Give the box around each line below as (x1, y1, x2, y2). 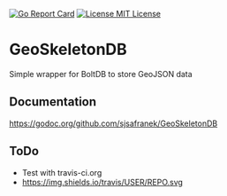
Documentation (9, 94, 97, 110)
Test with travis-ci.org (21, 167, 102, 177)
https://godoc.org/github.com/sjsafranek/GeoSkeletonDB (9, 118, 218, 129)
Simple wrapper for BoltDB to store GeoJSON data (9, 68, 193, 79)
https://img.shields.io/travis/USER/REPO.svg (21, 176, 184, 187)
